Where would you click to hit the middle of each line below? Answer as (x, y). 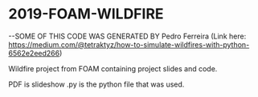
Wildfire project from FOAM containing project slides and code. (113, 68)
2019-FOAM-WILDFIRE (86, 14)
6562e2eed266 (34, 53)
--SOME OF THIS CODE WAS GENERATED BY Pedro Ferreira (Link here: (127, 36)
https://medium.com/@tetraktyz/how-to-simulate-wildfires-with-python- (129, 44)
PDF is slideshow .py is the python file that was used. (96, 84)
